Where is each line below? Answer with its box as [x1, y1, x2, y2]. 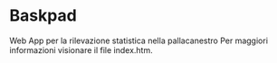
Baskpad [9, 5, 77, 26]
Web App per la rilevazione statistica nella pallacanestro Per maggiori [9, 35, 269, 46]
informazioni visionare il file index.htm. [9, 44, 153, 55]
